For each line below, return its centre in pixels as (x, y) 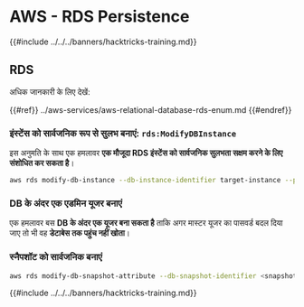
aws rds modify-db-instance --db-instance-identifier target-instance (145, 181)
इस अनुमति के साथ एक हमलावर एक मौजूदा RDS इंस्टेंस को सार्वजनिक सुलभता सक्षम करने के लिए (146, 153)
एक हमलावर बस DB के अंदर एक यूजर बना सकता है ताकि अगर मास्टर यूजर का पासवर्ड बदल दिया (146, 223)
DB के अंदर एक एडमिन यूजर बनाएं (66, 203)
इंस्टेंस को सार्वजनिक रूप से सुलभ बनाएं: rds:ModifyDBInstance (123, 133)
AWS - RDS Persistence (100, 17)
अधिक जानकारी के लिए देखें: (50, 91)
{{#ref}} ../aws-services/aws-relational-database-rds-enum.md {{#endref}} (151, 109)
